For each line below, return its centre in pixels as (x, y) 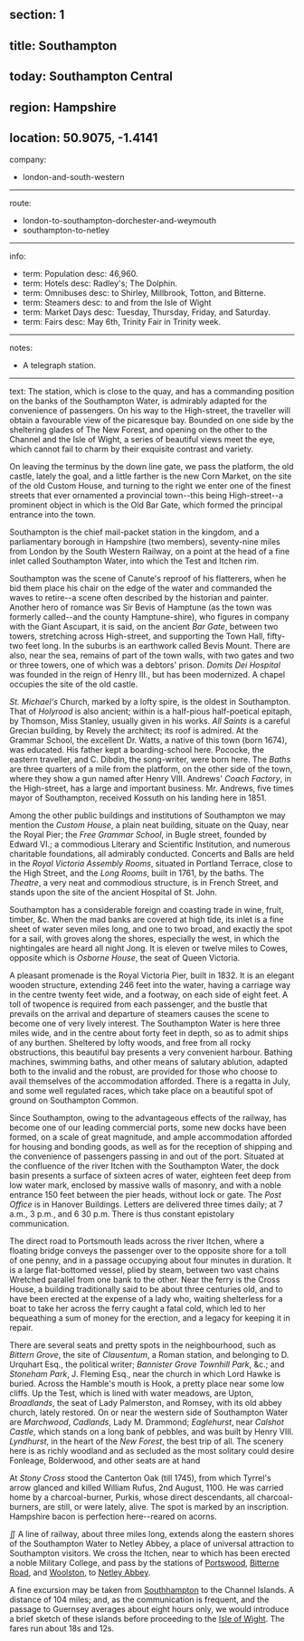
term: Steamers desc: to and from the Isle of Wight (117, 303)
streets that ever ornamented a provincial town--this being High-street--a (146, 496)
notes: (21, 348)
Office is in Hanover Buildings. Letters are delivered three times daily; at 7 (146, 1205)
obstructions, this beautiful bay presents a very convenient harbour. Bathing (151, 1052)
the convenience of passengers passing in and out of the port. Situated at (147, 1156)
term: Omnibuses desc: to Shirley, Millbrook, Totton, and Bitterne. (144, 293)
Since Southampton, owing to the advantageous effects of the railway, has (148, 1118)
